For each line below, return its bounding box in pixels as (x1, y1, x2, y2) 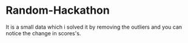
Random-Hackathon (5, 4, 110, 17)
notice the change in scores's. (5, 29, 81, 36)
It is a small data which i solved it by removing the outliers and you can (5, 23, 183, 30)
